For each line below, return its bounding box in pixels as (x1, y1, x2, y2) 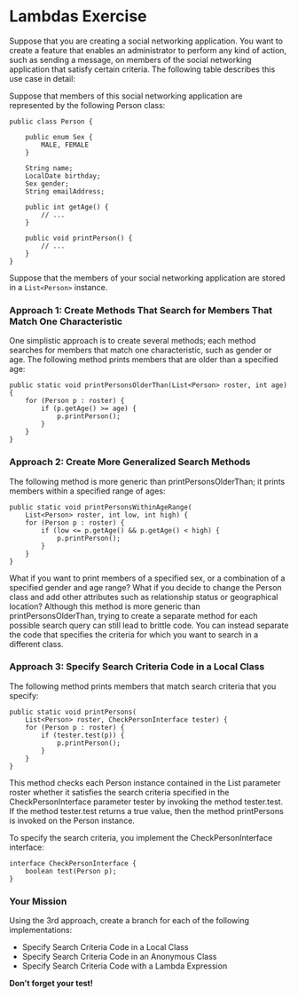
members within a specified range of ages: (9, 486, 166, 496)
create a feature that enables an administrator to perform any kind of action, (9, 44, 286, 55)
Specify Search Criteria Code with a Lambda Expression (21, 961, 228, 971)
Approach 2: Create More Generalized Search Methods (9, 455, 251, 468)
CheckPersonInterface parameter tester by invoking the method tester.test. (9, 796, 284, 807)
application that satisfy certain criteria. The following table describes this (9, 64, 276, 75)
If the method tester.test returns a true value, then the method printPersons (9, 805, 284, 816)
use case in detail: (9, 73, 75, 83)
